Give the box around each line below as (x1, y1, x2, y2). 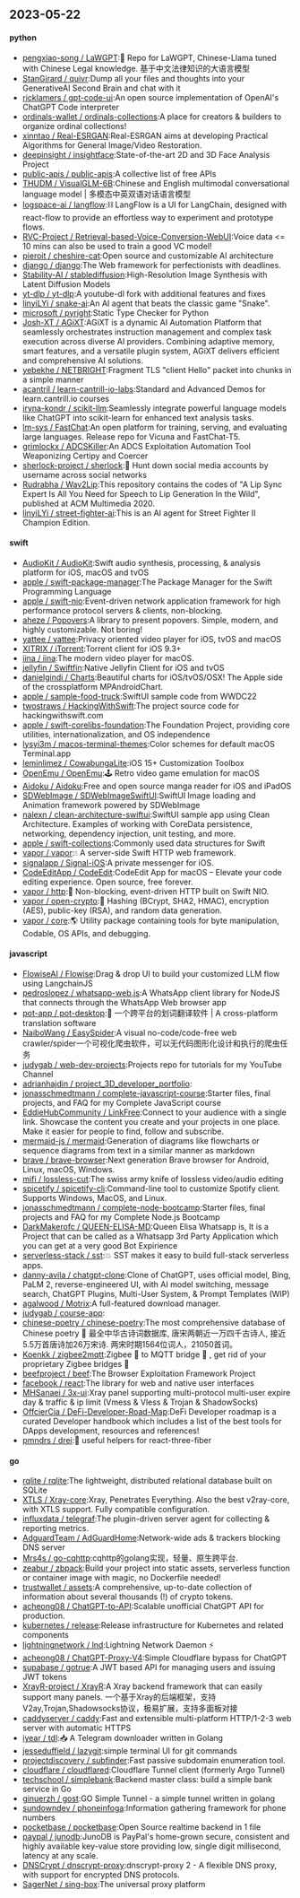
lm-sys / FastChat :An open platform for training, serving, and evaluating (21, 422, 287, 432)
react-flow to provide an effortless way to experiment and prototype (21, 212, 274, 222)
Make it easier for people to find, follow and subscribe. (21, 1126, 225, 1136)
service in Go (21, 1784, 72, 1795)
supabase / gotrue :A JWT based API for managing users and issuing (21, 1662, 276, 1673)
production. (21, 1610, 65, 1622)
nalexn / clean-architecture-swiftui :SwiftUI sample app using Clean (21, 809, 270, 820)
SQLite (21, 1484, 47, 1496)
